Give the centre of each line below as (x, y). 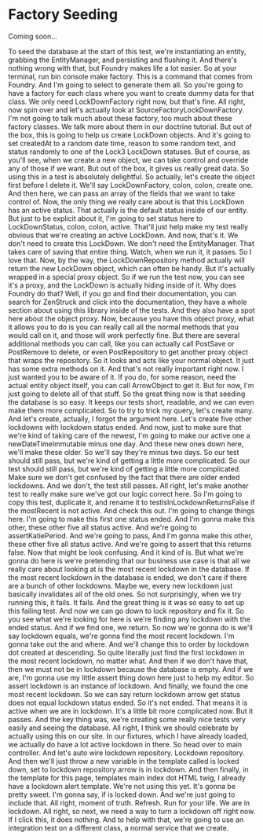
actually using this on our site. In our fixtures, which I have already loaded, (128, 735)
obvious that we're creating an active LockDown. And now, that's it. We (123, 235)
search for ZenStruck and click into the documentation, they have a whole (128, 302)
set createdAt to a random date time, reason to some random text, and (122, 143)
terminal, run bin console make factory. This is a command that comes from (130, 76)
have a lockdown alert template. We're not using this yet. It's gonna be (122, 786)
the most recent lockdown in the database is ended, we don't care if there (128, 577)
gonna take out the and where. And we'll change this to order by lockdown (129, 644)
